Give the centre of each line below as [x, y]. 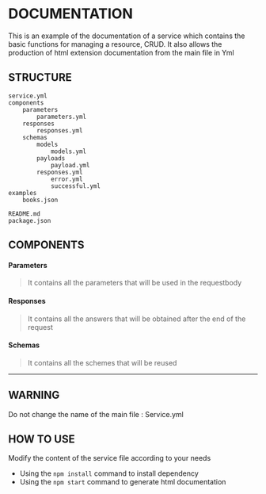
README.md [25, 214]
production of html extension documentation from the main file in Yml [122, 52]
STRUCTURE [40, 77]
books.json [40, 200]
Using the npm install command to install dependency [109, 473]
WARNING [34, 395]
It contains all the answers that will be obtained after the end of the [137, 319]
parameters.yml [62, 117]
